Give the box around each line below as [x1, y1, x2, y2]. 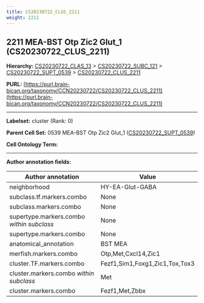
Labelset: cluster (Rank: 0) [6, 118, 73, 125]
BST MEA [100, 240, 127, 248]
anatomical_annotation [9, 240, 74, 248]
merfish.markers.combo [9, 250, 78, 258]
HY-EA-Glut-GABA [100, 183, 157, 191]
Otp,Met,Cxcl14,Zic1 [100, 250, 160, 258]
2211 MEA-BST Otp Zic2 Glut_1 [6, 37, 123, 47]
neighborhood [9, 183, 50, 191]
